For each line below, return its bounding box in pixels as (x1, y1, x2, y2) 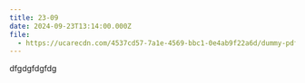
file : (9, 30, 30, 39)
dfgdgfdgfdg (9, 63, 57, 74)
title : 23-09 (9, 13, 59, 23)
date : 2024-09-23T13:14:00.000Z (9, 22, 132, 31)
